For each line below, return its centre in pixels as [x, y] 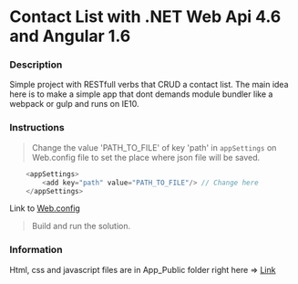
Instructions [37, 128]
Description [36, 65]
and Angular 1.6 [70, 36]
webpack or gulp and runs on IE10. [74, 104]
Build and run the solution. [81, 226]
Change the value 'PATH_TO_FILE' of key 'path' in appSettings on [154, 147]
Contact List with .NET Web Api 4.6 [145, 17]
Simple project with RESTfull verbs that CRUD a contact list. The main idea [149, 85]
